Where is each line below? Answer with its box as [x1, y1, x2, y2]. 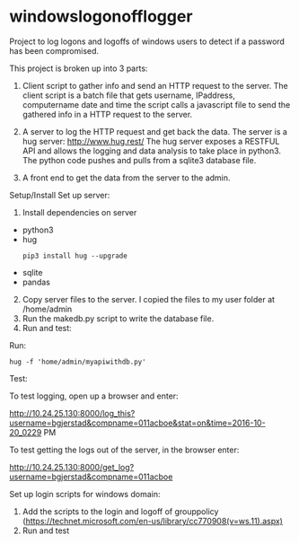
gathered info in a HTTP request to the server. [22, 109, 193, 119]
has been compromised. [9, 45, 100, 56]
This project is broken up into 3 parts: [9, 63, 148, 74]
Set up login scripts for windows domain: [9, 488, 161, 499]
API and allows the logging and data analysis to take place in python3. [22, 145, 281, 156]
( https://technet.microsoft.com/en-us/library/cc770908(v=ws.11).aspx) [22, 515, 283, 526]
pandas [22, 276, 51, 287]
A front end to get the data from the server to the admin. [22, 172, 231, 183]
